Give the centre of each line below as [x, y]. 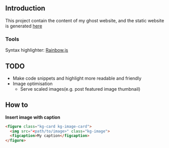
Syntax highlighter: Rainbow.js [37, 50]
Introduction [25, 8]
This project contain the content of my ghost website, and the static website [85, 20]
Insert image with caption [33, 117]
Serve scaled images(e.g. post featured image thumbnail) [80, 89]
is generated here [24, 26]
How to [17, 105]
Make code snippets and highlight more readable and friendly [77, 78]
